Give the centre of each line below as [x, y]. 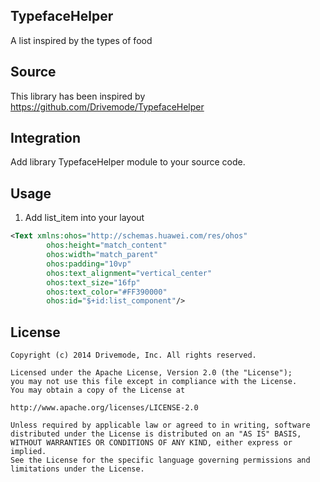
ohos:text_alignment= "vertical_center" [129, 273]
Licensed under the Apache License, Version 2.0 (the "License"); [151, 373]
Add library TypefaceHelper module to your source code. [128, 162]
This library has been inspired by [78, 96]
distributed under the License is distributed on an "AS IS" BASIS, [156, 434]
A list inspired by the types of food [81, 40]
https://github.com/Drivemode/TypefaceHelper [107, 106]
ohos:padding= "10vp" [89, 264]
